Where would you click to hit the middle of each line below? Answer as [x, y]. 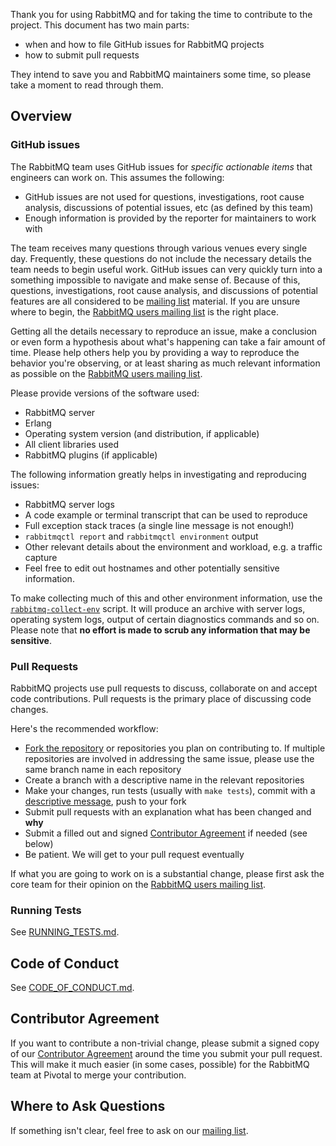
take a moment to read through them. [87, 85]
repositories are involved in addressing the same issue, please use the [169, 758]
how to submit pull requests [82, 55]
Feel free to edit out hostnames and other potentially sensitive [152, 568]
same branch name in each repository [103, 769]
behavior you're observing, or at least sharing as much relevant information [165, 363]
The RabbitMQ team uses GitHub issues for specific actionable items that [161, 166]
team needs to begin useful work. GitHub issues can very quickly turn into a [166, 269]
